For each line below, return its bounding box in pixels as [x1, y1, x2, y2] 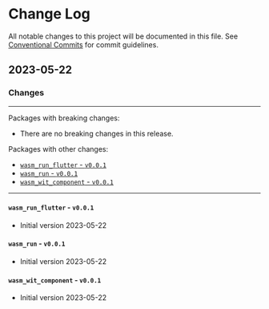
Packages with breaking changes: [8, 113, 120, 123]
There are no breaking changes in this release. [19, 128, 174, 138]
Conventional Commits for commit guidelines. [8, 39, 159, 49]
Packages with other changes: [8, 144, 109, 153]
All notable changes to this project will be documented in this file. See [8, 31, 239, 41]
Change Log [8, 5, 90, 23]
